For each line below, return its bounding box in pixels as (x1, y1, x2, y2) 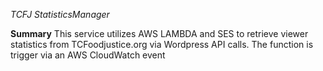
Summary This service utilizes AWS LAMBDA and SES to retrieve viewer (10, 28, 309, 39)
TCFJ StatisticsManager (10, 9, 110, 20)
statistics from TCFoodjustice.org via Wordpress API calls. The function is (10, 39, 314, 50)
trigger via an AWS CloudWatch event (10, 49, 166, 61)
